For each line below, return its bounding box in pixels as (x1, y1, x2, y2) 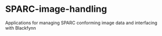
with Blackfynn (5, 25, 36, 31)
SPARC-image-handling (5, 3, 107, 15)
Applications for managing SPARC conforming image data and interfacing (5, 20, 157, 26)
